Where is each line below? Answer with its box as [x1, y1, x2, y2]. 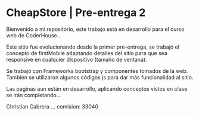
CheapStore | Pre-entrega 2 [6, 6, 146, 20]
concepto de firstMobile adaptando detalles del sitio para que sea [6, 49, 168, 56]
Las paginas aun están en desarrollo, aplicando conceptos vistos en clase [6, 85, 188, 92]
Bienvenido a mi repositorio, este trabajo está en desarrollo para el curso [6, 25, 185, 33]
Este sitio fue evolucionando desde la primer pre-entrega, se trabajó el [6, 43, 180, 50]
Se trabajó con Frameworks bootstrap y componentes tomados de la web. [6, 67, 188, 74]
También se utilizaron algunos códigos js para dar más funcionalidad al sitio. [6, 74, 194, 81]
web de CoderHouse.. [6, 31, 61, 39]
